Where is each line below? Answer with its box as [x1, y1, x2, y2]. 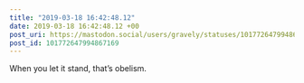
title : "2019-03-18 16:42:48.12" [9, 13, 136, 23]
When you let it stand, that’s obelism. [9, 63, 147, 74]
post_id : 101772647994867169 [9, 38, 119, 48]
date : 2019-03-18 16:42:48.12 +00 [9, 22, 140, 31]
